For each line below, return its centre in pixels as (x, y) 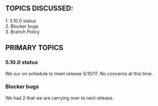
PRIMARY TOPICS (34, 48)
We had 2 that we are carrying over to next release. (60, 98)
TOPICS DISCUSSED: (39, 8)
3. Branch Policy (23, 31)
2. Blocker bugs (22, 26)
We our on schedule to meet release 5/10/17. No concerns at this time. (79, 73)
